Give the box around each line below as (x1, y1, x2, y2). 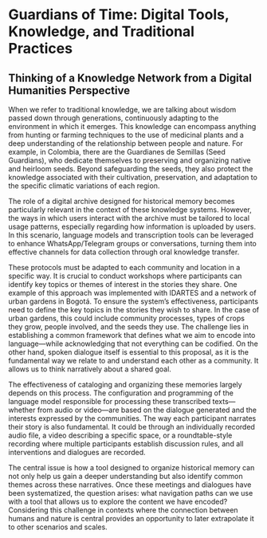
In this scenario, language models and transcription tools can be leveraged (8, 230, 253, 240)
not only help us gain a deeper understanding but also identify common (8, 472, 243, 481)
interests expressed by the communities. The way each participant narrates (8, 414, 257, 423)
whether (8, 405, 36, 414)
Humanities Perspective (8, 84, 130, 97)
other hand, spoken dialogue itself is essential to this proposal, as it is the (8, 348, 249, 356)
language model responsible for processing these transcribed (8, 397, 211, 406)
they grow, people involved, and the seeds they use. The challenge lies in (8, 322, 249, 332)
